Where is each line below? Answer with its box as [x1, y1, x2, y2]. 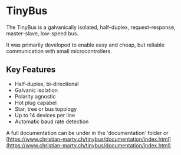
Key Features [6, 65, 56, 75]
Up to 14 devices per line [14, 111, 75, 118]
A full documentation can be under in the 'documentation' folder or [6, 129, 169, 136]
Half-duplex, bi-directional [14, 80, 79, 87]
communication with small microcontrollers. [6, 47, 112, 54]
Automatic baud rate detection [14, 118, 89, 125]
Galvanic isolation [14, 87, 58, 94]
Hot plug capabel [14, 99, 57, 106]
